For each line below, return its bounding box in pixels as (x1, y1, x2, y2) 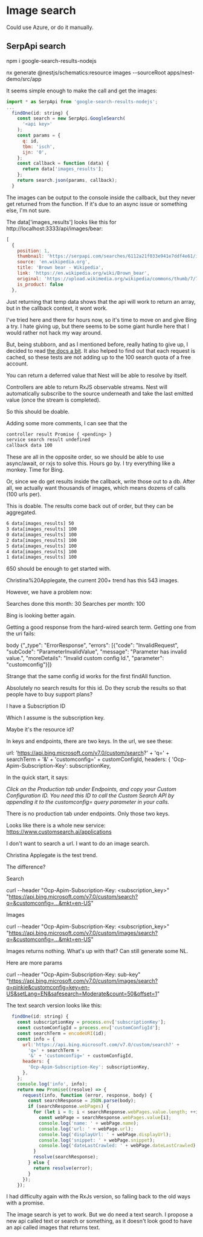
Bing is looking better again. (6, 612, 76, 619)
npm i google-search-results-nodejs (6, 57, 97, 64)
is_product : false (17, 281, 63, 288)
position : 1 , (17, 248, 50, 254)
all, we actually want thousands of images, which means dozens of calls (6, 484, 186, 492)
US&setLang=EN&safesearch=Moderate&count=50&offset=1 (6, 990, 158, 997)
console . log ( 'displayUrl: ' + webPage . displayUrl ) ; (38, 1131, 172, 1137)
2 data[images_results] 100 (6, 537, 77, 544)
